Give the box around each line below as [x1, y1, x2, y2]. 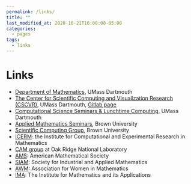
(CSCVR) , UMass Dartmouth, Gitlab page [14, 100, 117, 108]
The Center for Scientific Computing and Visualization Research [14, 94, 173, 102]
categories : [6, 25, 36, 32]
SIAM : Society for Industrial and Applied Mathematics [14, 158, 148, 165]
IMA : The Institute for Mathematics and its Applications [14, 171, 151, 178]
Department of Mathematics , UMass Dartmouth [14, 88, 133, 95]
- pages [11, 31, 31, 37]
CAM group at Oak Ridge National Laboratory [14, 146, 127, 153]
